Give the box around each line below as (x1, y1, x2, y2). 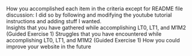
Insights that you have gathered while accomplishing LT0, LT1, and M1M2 (6, 24, 187, 31)
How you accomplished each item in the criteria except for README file (6, 5, 183, 12)
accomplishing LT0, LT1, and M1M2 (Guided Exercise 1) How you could (6, 37, 180, 43)
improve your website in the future (6, 43, 91, 50)
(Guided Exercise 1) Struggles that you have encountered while (6, 30, 162, 38)
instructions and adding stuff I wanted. (6, 18, 102, 24)
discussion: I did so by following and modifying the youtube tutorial (6, 11, 172, 18)
